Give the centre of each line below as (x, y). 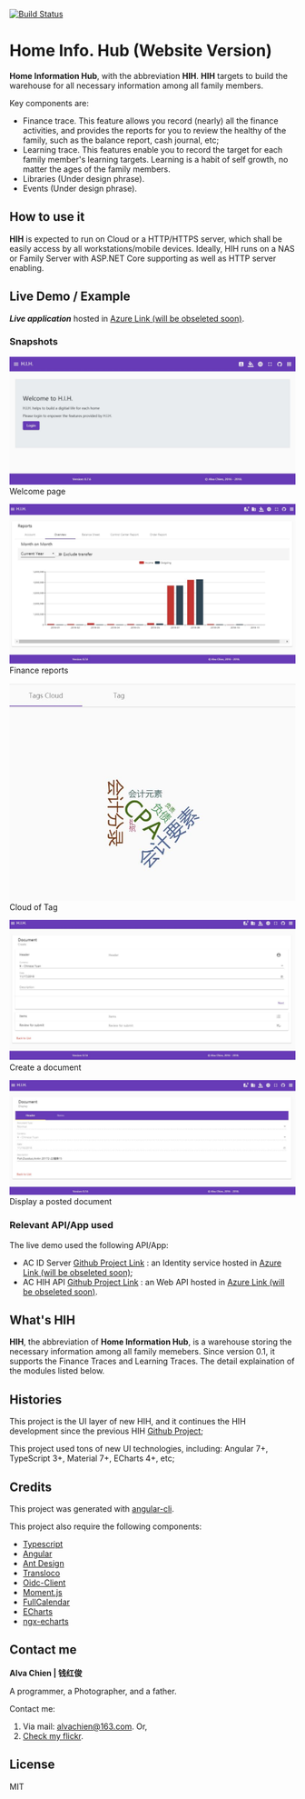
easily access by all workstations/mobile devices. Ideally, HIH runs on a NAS (152, 248)
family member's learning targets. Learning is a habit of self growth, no (155, 159)
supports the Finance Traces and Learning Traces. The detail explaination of (152, 1361)
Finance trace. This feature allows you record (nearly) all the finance (150, 120)
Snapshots (34, 342)
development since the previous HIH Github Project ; (107, 1431)
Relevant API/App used (61, 1225)
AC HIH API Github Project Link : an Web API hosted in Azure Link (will (153, 1282)
